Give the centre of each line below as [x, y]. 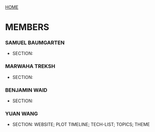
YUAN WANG [22, 114]
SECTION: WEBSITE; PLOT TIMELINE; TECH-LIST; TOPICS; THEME [81, 125]
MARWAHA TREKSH [30, 66]
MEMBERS [27, 27]
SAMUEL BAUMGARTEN [35, 43]
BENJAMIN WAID [26, 90]
